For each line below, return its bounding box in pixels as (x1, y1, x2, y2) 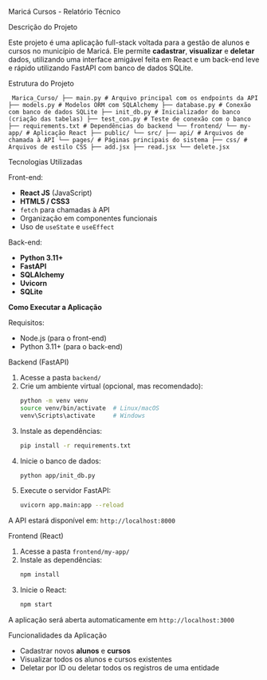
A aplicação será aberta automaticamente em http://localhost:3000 (8, 615, 235, 624)
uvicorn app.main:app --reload (19, 501, 124, 510)
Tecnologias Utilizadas (8, 157, 83, 166)
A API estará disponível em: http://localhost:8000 (8, 515, 175, 526)
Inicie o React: (19, 585, 67, 595)
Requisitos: (8, 318, 45, 327)
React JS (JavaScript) (19, 188, 92, 197)
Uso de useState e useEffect (19, 222, 115, 231)
